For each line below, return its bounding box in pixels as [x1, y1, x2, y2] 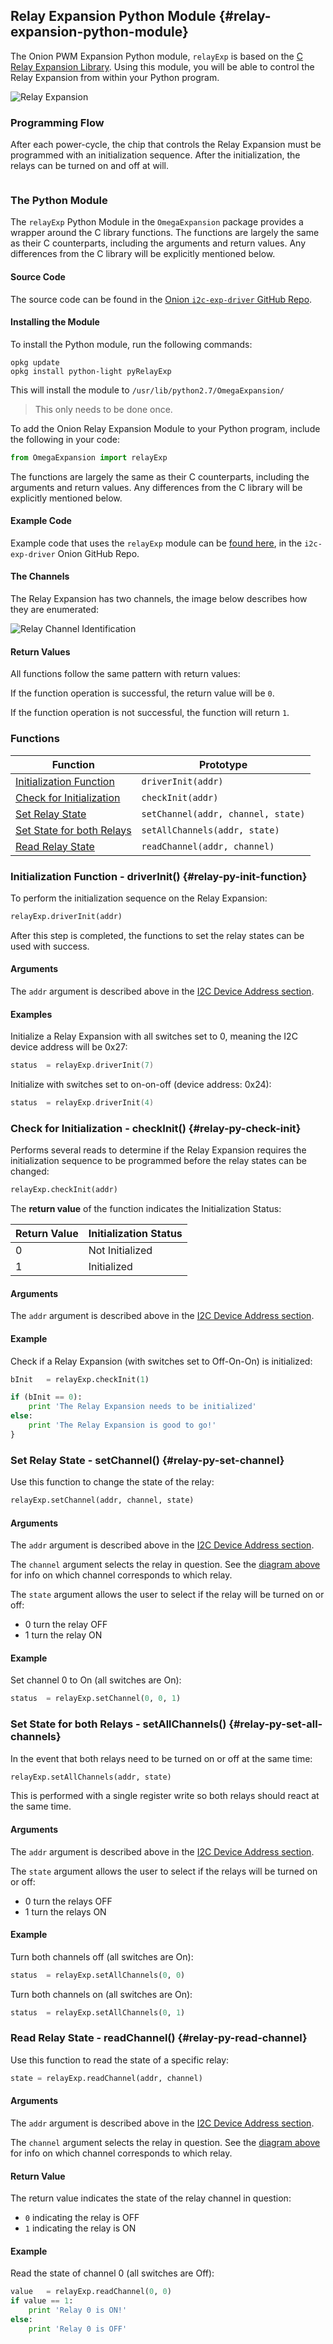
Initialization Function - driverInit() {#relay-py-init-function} [10, 869, 308, 883]
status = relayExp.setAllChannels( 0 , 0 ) [10, 1970, 186, 1980]
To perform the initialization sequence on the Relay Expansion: [10, 892, 268, 904]
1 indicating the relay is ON [24, 2222, 137, 2234]
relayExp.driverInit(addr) [10, 911, 123, 921]
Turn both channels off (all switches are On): [10, 1950, 194, 1963]
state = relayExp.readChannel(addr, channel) [10, 2073, 203, 2083]
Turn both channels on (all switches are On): [10, 1988, 193, 2000]
